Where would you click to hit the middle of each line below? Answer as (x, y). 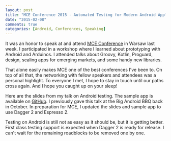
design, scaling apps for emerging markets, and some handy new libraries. (83, 60)
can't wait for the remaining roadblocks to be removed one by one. (75, 133)
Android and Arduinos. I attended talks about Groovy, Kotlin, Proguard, (79, 55)
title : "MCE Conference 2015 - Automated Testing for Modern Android (81, 15)
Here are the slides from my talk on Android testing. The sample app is (79, 96)
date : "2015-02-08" (26, 19)
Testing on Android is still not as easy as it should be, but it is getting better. (84, 122)
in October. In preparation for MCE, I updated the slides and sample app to (83, 107)
